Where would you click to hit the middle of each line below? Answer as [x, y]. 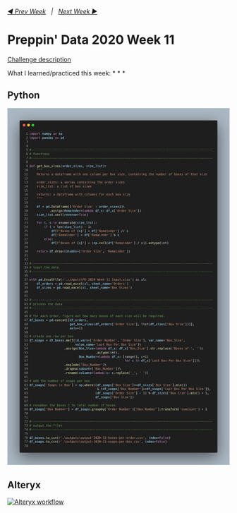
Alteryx [24, 485]
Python [24, 95]
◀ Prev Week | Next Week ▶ [52, 11]
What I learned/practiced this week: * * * [66, 73]
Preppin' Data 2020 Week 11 [91, 40]
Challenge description [39, 59]
